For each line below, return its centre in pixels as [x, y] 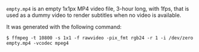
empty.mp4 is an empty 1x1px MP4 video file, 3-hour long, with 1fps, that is [98, 9]
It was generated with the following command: [64, 27]
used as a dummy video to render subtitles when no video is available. [94, 15]
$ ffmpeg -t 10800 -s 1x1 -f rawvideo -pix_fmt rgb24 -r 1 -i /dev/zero [100, 38]
